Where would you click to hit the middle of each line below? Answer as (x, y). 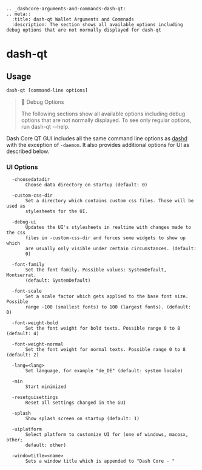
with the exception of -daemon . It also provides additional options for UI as (98, 145)
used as (16, 206)
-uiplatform (27, 429)
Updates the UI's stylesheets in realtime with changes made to (108, 228)
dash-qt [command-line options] (47, 90)
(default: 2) (23, 355)
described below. (28, 151)
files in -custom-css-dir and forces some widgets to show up (106, 238)
